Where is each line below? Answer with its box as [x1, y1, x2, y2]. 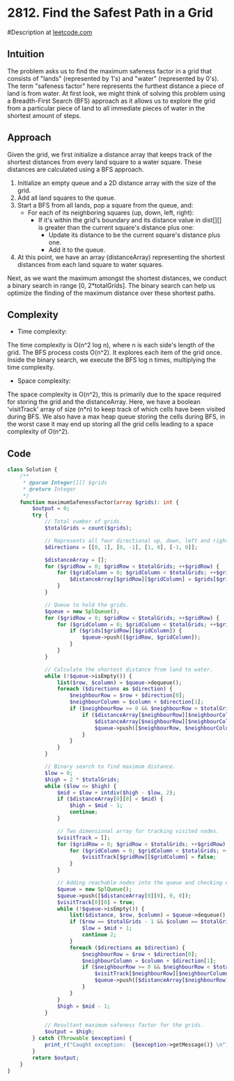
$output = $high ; [44, 1029, 95, 1036]
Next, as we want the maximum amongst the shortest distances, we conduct [7, 274, 227, 282]
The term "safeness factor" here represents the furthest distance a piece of [7, 82, 224, 90]
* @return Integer [22, 486, 77, 493]
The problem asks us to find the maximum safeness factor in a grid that [7, 66, 212, 75]
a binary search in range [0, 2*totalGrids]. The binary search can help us [7, 281, 216, 289]
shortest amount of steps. [7, 111, 81, 119]
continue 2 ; [81, 931, 117, 938]
